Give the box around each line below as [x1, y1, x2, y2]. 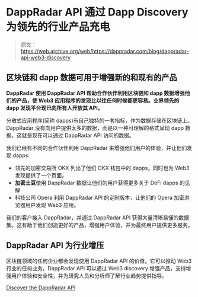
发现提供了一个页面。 [14, 171, 67, 178]
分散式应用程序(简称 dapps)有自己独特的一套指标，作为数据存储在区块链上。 [6, 117, 193, 124]
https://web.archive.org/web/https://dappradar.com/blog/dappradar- [20, 47, 189, 55]
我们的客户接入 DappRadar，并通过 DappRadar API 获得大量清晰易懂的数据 [6, 214, 190, 221]
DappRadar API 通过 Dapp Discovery [6, 5, 189, 19]
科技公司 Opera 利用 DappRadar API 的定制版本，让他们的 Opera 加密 [14, 194, 185, 201]
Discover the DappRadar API [6, 284, 76, 291]
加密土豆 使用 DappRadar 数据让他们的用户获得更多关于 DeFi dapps [14, 179, 179, 186]
